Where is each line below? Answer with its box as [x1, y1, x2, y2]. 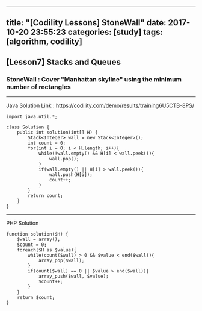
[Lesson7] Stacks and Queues [6, 57, 121, 67]
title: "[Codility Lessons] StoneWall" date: [6, 17, 167, 28]
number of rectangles [6, 83, 71, 91]
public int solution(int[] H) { [17, 130, 98, 136]
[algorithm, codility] [6, 37, 82, 47]
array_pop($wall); [38, 257, 85, 264]
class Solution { [6, 124, 50, 130]
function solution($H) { [6, 231, 69, 237]
